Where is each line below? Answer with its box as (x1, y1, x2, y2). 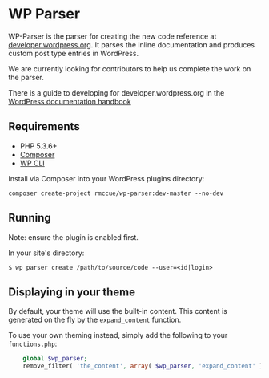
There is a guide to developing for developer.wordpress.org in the (8, 87, 225, 97)
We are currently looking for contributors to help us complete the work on (8, 63, 251, 73)
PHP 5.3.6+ (19, 141, 58, 151)
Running (8, 211, 52, 225)
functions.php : (8, 339, 58, 349)
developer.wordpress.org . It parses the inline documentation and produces (8, 39, 255, 49)
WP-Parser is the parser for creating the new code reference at (8, 31, 217, 41)
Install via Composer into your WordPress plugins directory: (8, 173, 205, 183)
